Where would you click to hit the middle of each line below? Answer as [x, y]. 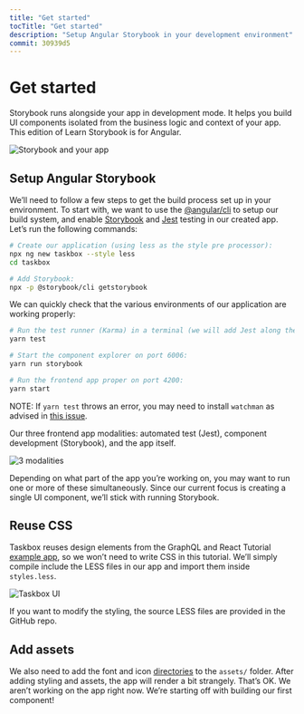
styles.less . [33, 576]
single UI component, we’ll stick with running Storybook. [114, 497]
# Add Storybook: [42, 279]
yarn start [30, 389]
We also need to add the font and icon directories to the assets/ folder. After [152, 671]
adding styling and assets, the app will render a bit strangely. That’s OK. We [150, 681]
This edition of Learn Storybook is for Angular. [95, 132]
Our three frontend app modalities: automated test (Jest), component [138, 433]
